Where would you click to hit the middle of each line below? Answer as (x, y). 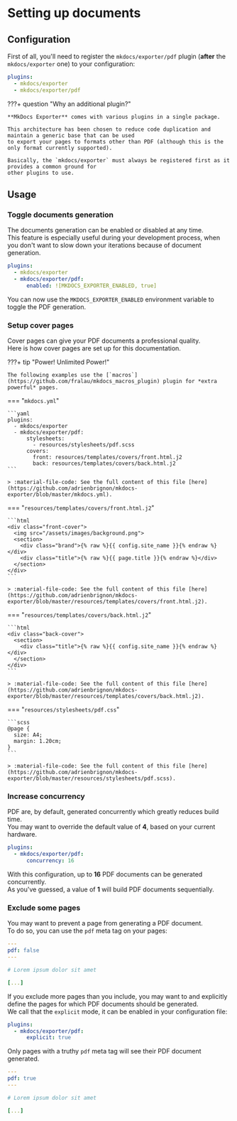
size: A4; (28, 735)
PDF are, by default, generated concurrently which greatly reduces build (113, 812)
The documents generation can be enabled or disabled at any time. (105, 230)
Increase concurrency (46, 796)
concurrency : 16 (50, 861)
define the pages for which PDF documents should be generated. (103, 1004)
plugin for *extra (190, 382)
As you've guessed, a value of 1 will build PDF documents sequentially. (111, 889)
